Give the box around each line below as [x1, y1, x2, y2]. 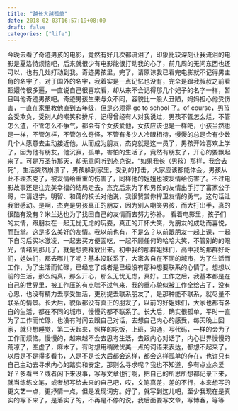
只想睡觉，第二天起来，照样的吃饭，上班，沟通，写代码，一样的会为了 [25, 325, 231, 334]
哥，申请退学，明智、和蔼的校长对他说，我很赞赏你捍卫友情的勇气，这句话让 [7, 192, 231, 201]
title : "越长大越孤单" [7, 10, 68, 18]
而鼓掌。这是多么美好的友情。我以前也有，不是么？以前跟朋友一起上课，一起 [7, 227, 231, 236]
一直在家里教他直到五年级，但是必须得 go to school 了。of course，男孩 [19, 103, 230, 112]
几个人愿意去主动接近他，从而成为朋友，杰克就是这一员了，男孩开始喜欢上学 [7, 139, 231, 147]
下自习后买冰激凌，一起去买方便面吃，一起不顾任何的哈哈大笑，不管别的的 [7, 237, 225, 245]
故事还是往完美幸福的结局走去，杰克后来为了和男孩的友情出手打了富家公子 [13, 184, 231, 192]
